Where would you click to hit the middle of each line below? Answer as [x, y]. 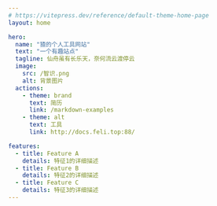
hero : [17, 37]
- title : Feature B [47, 168]
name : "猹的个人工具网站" [53, 44]
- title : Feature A [47, 153]
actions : [29, 88]
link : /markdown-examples [71, 110]
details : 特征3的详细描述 [61, 190]
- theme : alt [44, 118]
